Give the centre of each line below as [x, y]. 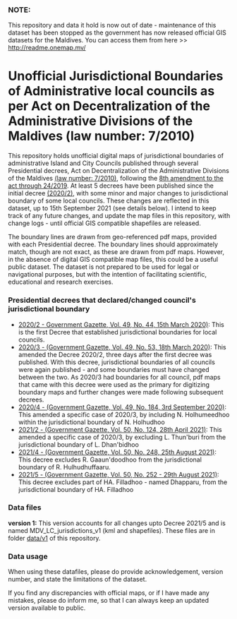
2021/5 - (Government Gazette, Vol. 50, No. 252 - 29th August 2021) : [119, 474]
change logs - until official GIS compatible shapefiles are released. [105, 223]
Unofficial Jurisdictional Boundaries [116, 76]
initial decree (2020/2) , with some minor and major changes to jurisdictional [118, 193]
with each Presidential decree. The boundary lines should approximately [113, 244]
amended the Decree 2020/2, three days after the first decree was [115, 354]
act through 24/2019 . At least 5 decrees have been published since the [111, 186]
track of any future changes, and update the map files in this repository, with [119, 216]
